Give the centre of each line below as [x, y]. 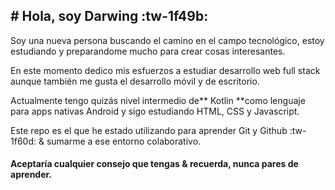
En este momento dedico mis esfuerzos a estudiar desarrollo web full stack [165, 70]
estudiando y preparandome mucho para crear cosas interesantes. [148, 51]
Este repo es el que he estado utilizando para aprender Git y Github [149, 130]
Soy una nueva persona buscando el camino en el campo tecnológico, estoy [167, 40]
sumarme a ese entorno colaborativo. [124, 141]
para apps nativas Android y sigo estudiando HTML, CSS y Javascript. [155, 111]
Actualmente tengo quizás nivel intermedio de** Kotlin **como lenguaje [158, 100]
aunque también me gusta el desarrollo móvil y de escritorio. [135, 81]
